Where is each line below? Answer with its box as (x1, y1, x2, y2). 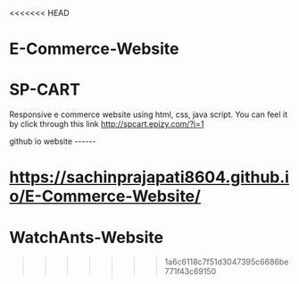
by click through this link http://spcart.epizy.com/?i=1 (9, 119, 204, 129)
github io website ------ (9, 136, 96, 146)
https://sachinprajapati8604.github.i (9, 167, 290, 188)
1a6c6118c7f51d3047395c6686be (164, 256, 289, 267)
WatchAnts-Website (9, 227, 164, 247)
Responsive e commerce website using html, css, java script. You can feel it (9, 109, 288, 120)
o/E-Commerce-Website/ (9, 187, 201, 206)
